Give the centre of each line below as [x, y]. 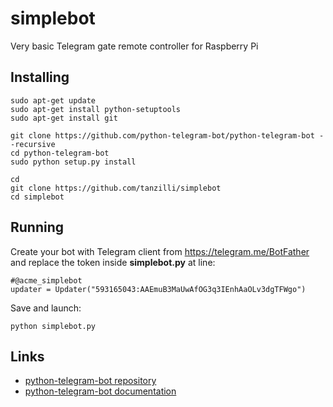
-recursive [33, 144]
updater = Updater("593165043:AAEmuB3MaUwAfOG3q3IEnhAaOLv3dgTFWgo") [158, 289]
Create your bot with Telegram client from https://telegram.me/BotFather [160, 251]
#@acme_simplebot [46, 280]
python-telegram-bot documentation [100, 391]
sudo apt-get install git [64, 118]
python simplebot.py [53, 326]
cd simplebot [37, 197]
